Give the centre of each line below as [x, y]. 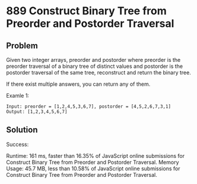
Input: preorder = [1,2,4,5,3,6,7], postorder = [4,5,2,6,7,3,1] [88, 107]
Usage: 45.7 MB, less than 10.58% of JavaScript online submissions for [93, 169]
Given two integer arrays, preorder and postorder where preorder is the [93, 60]
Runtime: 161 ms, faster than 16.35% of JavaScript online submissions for [96, 155]
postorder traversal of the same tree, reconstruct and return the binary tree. [99, 72]
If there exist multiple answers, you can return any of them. [78, 84]
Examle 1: [18, 96]
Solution [22, 130]
